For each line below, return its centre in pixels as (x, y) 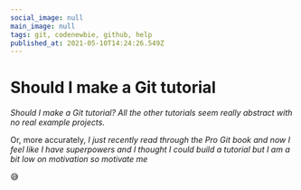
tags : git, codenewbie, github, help (81, 34)
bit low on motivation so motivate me (79, 159)
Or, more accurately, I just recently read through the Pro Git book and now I (150, 140)
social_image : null (47, 18)
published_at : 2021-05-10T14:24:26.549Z (88, 43)
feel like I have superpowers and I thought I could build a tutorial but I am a (150, 149)
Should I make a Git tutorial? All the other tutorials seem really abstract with (151, 113)
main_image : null (43, 26)
